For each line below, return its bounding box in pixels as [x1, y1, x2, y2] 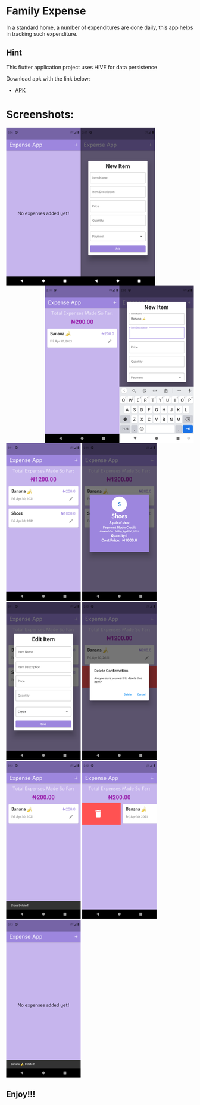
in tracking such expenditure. [6, 30, 78, 37]
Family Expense [6, 4, 86, 18]
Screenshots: [6, 108, 74, 121]
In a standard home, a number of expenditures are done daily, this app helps [6, 24, 193, 31]
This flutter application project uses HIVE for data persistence [6, 63, 158, 71]
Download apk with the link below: [6, 75, 90, 82]
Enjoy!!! [6, 1089, 36, 1099]
